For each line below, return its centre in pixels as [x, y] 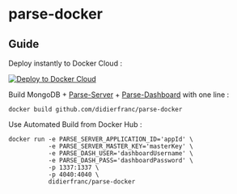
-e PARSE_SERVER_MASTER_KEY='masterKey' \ [121, 146]
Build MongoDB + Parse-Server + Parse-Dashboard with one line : [119, 95]
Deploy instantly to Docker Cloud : [66, 63]
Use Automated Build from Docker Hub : [75, 124]
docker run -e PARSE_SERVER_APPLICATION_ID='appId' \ [101, 139]
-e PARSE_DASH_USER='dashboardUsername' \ [121, 154]
